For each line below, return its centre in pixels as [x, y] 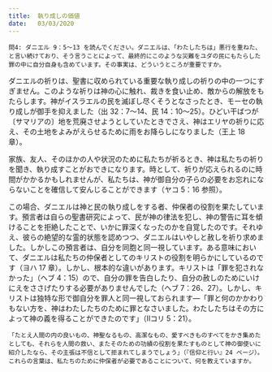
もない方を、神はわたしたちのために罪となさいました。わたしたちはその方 [133, 308]
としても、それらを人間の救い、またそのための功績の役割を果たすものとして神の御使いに [135, 344]
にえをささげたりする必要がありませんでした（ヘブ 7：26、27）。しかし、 [132, 288]
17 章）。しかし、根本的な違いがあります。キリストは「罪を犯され [148, 267]
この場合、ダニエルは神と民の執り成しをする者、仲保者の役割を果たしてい [133, 206]
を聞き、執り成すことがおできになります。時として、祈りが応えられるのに [132, 169]
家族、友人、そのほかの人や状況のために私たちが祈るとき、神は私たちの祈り [136, 158]
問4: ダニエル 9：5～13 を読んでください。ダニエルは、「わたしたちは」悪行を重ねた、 [135, 47]
